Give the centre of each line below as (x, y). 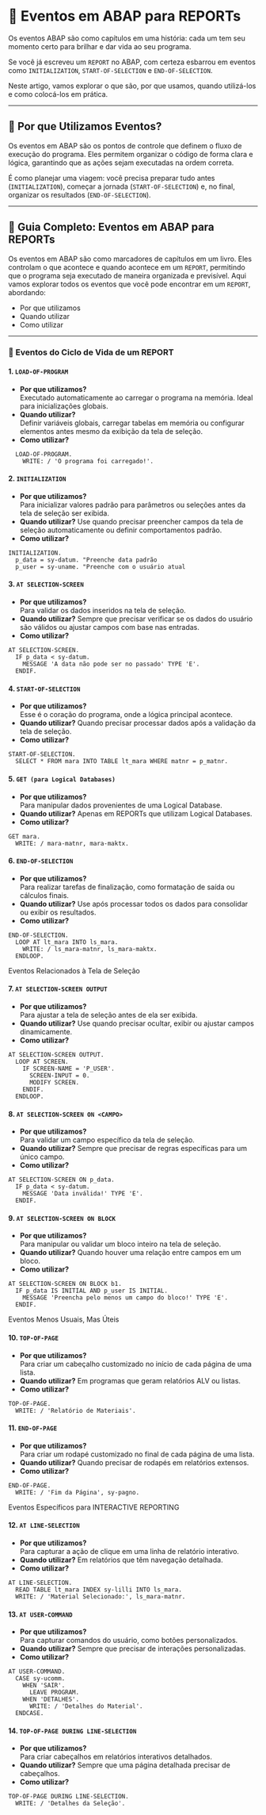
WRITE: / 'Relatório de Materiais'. (76, 1410)
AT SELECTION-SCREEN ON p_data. (61, 1180)
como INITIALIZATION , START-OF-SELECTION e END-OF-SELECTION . (110, 70)
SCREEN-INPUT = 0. (59, 1075)
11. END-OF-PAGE (33, 1428)
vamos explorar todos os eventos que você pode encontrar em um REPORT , (129, 284)
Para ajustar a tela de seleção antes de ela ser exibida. (108, 1015)
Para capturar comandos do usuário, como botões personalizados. (129, 1640)
